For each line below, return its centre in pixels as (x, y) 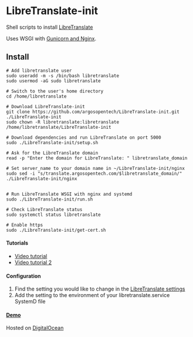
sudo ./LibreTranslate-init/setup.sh (52, 142)
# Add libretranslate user (39, 71)
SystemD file (30, 302)
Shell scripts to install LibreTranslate (50, 27)
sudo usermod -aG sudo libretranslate (53, 81)
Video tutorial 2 (33, 262)
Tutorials (17, 243)
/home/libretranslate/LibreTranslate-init (59, 127)
